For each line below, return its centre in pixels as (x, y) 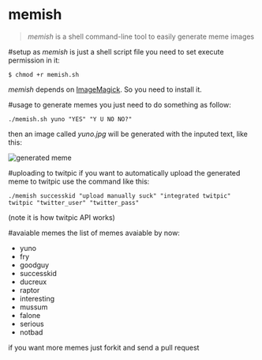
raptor (30, 290)
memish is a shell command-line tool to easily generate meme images (141, 36)
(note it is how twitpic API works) (62, 217)
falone (30, 315)
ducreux (33, 282)
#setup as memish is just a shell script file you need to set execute (116, 51)
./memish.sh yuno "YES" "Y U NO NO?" (70, 119)
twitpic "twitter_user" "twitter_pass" (74, 203)
